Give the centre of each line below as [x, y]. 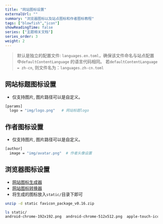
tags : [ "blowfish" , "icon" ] [32, 23]
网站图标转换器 [27, 188]
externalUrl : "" [21, 14]
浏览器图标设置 [27, 169]
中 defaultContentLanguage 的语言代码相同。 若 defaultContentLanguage [87, 62]
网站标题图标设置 [31, 85]
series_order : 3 [21, 37]
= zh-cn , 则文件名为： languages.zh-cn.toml [60, 67]
